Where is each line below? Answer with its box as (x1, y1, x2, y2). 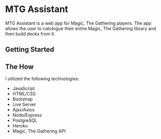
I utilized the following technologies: (5, 76, 79, 82)
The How (5, 62, 34, 71)
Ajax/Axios (12, 107, 35, 113)
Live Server (12, 101, 36, 107)
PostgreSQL (12, 117, 37, 123)
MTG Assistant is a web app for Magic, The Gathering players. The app (5, 20, 151, 26)
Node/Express (12, 112, 42, 118)
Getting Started (5, 45, 54, 54)
